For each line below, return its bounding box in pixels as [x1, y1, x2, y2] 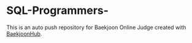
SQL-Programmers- [6, 4, 109, 18]
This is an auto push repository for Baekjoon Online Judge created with [6, 24, 186, 31]
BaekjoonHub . [6, 30, 42, 37]
